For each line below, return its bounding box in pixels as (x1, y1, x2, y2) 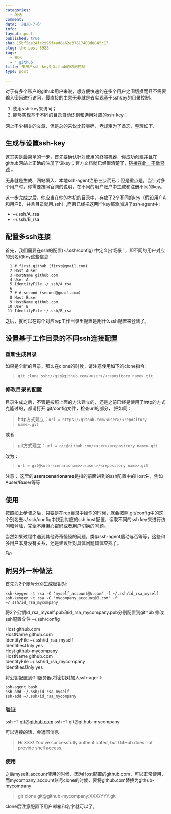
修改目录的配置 (5, 386, 42, 393)
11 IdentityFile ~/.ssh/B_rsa (7, 308, 72, 313)
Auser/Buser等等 (5, 479, 41, 485)
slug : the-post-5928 (5, 45, 50, 51)
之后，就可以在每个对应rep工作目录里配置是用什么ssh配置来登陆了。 (5, 317, 150, 324)
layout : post (5, 31, 33, 36)
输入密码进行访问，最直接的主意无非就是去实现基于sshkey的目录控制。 (5, 95, 155, 101)
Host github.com (5, 626, 41, 632)
